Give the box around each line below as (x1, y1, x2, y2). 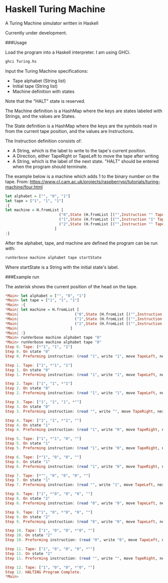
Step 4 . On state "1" (5, 423, 50, 428)
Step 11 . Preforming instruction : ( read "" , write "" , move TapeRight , (5, 555, 157, 561)
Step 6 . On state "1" (5, 459, 50, 464)
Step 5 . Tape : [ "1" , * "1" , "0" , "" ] (5, 436, 81, 442)
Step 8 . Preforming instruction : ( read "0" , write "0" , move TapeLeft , (5, 500, 157, 506)
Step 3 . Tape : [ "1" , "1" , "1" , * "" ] (5, 400, 81, 405)
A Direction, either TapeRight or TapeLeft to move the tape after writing (12, 153, 159, 159)
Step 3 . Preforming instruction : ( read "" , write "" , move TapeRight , (5, 409, 155, 414)
